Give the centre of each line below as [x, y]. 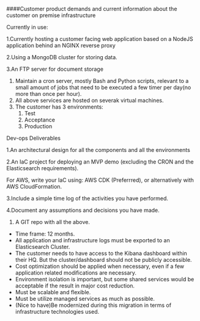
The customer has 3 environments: [59, 107]
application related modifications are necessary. [76, 273]
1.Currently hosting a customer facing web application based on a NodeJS [100, 39]
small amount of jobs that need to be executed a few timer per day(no [103, 87]
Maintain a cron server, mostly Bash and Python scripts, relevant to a [102, 81]
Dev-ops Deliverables [34, 138]
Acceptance [39, 120]
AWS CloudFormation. [34, 186]
